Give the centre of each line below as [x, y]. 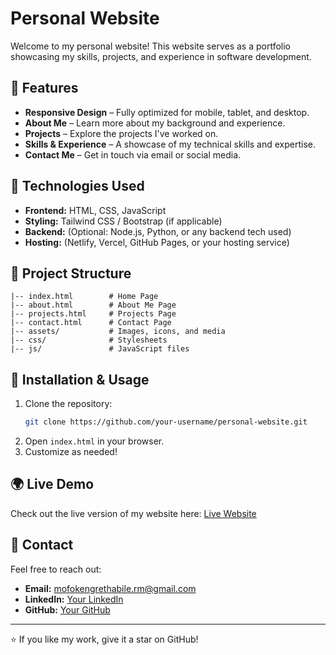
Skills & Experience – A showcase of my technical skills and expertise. [170, 144]
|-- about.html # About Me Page [93, 305]
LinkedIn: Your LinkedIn [74, 599]
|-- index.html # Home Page [84, 297]
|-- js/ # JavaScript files [100, 349]
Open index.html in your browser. [94, 441]
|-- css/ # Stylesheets [89, 340]
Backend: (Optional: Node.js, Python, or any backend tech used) [158, 231]
